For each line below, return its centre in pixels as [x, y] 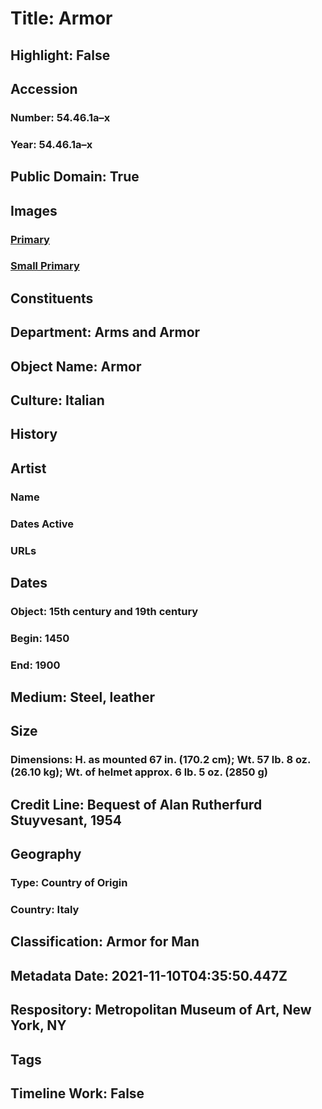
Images [34, 210]
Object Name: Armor [76, 366]
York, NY [38, 1025]
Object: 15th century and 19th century [104, 611]
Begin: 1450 [40, 638]
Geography [46, 854]
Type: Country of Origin [69, 883]
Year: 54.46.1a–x [51, 144]
